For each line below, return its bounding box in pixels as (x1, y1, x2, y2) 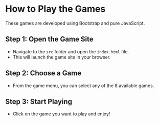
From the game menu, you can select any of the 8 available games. (12, 83, 154, 89)
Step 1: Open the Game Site (5, 35, 94, 44)
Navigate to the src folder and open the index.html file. (12, 48, 129, 54)
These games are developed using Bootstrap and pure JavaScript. (5, 20, 145, 26)
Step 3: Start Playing (5, 97, 73, 106)
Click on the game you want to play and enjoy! (12, 111, 110, 117)
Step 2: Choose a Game (5, 69, 82, 77)
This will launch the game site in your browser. (12, 54, 111, 60)
